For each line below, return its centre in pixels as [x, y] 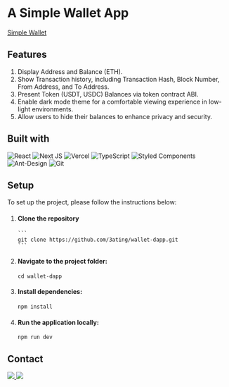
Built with [28, 139]
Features [27, 55]
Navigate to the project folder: [62, 262]
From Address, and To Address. [63, 87]
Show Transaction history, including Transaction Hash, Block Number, [118, 79]
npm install [35, 307]
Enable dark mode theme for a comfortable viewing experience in [112, 102]
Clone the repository [48, 218]
